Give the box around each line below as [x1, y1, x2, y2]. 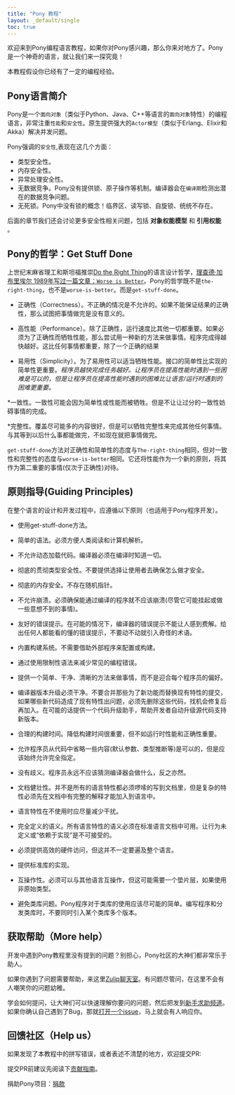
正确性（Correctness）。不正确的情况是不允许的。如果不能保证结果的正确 [17, 301, 229, 308]
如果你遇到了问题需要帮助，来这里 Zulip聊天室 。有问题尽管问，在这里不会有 [7, 975, 224, 983]
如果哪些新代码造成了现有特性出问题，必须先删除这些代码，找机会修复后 [17, 696, 227, 705]
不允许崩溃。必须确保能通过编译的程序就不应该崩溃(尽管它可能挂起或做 [17, 596, 223, 604]
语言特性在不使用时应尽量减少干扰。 [17, 807, 123, 815]
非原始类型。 [17, 884, 55, 893]
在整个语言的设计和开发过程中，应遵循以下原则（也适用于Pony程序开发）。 [7, 506, 222, 514]
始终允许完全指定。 [23, 753, 79, 761]
